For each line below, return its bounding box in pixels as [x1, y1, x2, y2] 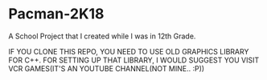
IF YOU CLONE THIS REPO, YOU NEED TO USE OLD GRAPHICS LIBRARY [8, 46, 249, 56]
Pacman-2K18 [8, 5, 105, 23]
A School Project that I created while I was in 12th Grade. [8, 31, 196, 41]
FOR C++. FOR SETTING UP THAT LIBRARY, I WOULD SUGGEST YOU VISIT [8, 55, 260, 65]
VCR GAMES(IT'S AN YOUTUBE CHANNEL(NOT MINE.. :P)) [8, 63, 205, 73]
